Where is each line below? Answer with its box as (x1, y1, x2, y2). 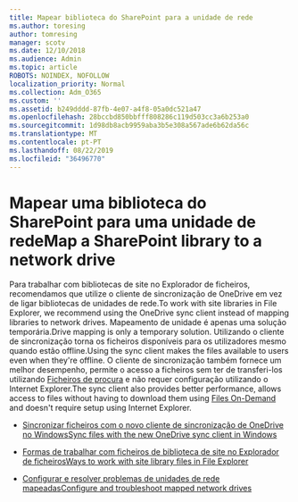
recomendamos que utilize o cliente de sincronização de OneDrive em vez (9, 289, 283, 299)
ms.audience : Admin (9, 54, 82, 63)
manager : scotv (9, 38, 66, 47)
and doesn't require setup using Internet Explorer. (9, 403, 192, 414)
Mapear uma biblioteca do (9, 193, 207, 213)
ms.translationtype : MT (9, 130, 98, 138)
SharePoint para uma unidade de (9, 212, 257, 232)
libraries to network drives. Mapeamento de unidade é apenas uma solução (9, 317, 287, 328)
